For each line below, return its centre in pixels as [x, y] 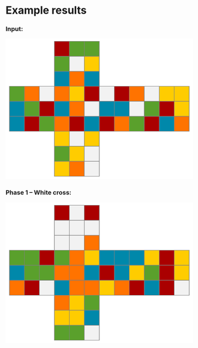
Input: [14, 29]
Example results [46, 10]
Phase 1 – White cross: [39, 193]
